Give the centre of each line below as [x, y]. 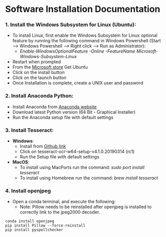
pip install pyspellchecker [34, 230]
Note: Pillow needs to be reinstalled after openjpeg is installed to [85, 207]
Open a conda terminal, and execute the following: [64, 202]
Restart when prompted [37, 62]
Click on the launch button [39, 78]
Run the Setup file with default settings [59, 157]
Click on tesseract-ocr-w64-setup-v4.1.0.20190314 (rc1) [77, 152]
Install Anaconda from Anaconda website [54, 107]
